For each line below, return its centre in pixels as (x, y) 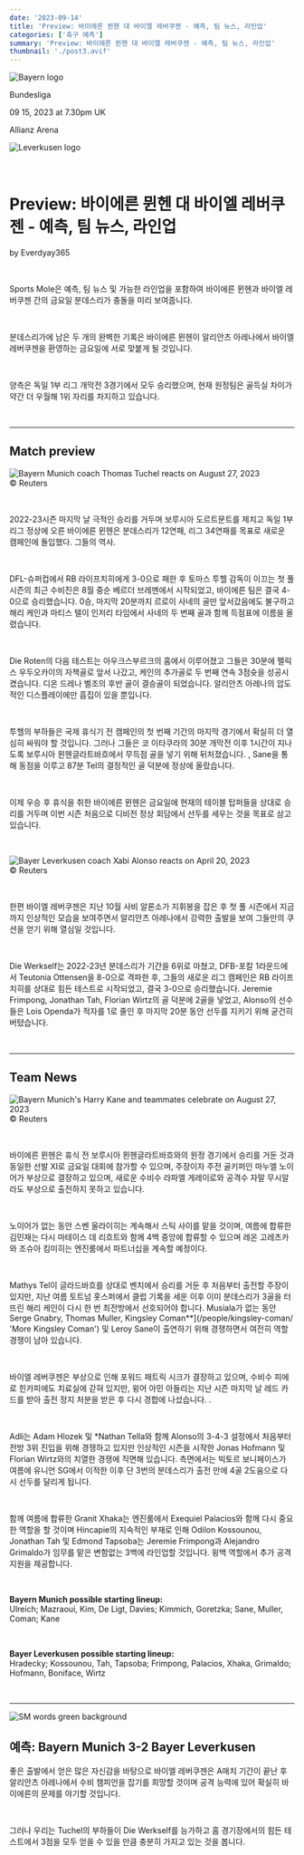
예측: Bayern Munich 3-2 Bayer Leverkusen (133, 1748)
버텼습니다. (29, 1022)
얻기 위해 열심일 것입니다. (71, 928)
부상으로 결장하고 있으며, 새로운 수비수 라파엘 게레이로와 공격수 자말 (145, 1177)
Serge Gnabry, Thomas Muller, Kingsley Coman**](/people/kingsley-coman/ (152, 1318)
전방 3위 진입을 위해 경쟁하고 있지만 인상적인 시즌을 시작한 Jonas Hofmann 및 (147, 1447)
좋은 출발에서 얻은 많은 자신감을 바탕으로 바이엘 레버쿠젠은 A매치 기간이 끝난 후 (148, 1771)
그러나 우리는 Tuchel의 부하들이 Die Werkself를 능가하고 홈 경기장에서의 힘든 (146, 1830)
